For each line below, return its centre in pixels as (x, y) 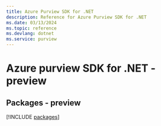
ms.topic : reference (32, 28)
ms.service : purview (32, 39)
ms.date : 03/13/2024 (32, 22)
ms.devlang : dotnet (30, 34)
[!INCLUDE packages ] (33, 117)
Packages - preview (44, 103)
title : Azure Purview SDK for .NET (50, 12)
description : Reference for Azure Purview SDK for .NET (76, 17)
